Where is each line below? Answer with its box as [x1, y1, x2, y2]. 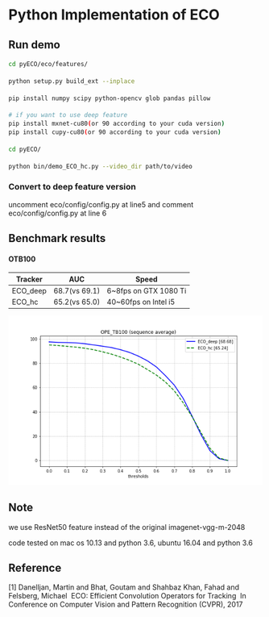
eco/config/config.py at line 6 [8, 208, 107, 218]
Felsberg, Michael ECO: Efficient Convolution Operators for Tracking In [8, 591, 247, 601]
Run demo [8, 38, 60, 52]
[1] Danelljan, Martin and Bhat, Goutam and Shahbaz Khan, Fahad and [8, 582, 240, 592]
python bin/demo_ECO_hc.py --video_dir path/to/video [8, 162, 193, 170]
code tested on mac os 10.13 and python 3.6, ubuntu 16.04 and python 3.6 [8, 538, 254, 548]
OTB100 [8, 254, 36, 264]
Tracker [15, 274, 43, 284]
